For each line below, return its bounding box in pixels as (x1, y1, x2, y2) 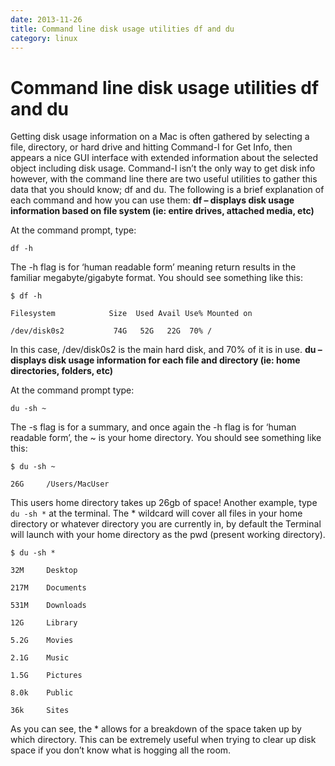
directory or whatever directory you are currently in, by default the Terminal (10, 518, 322, 530)
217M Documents (10, 583, 87, 593)
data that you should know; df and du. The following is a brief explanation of (10, 184, 325, 196)
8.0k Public (10, 688, 74, 698)
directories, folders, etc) (10, 365, 114, 377)
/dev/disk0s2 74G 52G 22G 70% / (10, 326, 213, 336)
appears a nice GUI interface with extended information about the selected (10, 152, 318, 164)
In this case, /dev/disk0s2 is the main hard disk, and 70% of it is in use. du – (10, 344, 323, 356)
